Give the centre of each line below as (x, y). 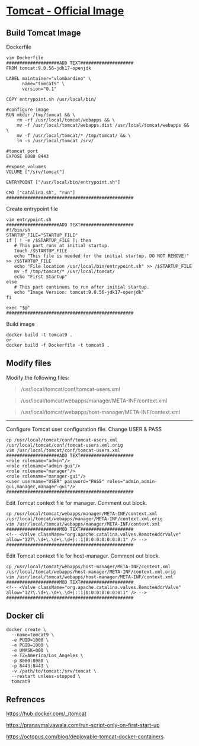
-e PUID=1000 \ (30, 640)
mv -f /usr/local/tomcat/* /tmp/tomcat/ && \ (74, 136)
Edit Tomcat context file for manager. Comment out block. (77, 502)
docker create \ (26, 629)
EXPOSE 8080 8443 (28, 156)
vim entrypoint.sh (29, 220)
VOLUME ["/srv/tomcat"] (36, 172)
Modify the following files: (38, 377)
